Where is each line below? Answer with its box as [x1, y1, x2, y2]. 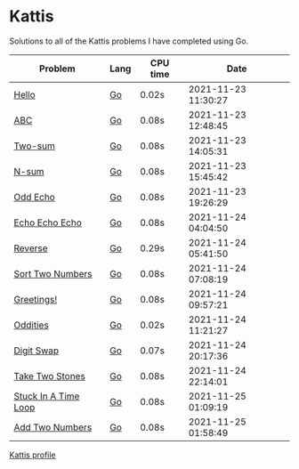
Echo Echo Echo [13, 216, 83, 229]
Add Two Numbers [13, 421, 93, 433]
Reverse [13, 242, 48, 255]
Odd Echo [13, 190, 55, 203]
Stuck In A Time [13, 390, 80, 402]
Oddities [13, 319, 49, 331]
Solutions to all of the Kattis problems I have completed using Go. [9, 36, 249, 46]
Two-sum [13, 140, 56, 152]
